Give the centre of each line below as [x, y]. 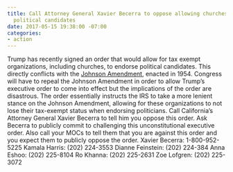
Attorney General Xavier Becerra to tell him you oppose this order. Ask [107, 118]
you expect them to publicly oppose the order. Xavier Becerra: [96, 140]
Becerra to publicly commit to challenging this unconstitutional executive [111, 126]
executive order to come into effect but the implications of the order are [110, 89]
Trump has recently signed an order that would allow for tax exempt [104, 59]
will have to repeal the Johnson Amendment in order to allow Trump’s [106, 81]
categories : [24, 33]
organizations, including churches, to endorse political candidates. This [109, 67]
